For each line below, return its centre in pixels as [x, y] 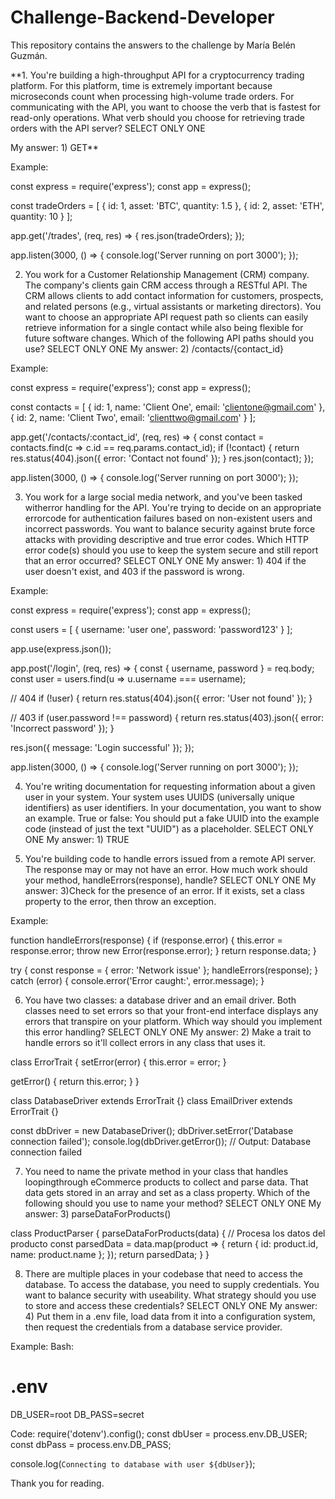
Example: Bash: [42, 1346]
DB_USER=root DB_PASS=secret [77, 1414]
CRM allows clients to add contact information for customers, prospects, [174, 295]
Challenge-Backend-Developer [142, 17]
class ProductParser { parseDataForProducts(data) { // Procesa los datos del [168, 1233]
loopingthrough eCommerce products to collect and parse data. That [166, 1182]
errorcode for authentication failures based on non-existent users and [168, 518]
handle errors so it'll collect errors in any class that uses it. [145, 1042]
